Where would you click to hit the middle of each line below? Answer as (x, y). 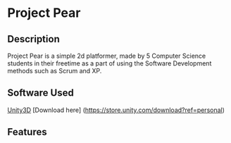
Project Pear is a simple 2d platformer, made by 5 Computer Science (107, 56)
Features (27, 132)
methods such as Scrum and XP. (55, 71)
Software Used (40, 93)
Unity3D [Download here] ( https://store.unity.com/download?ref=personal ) (116, 110)
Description (33, 39)
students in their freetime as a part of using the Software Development (110, 63)
